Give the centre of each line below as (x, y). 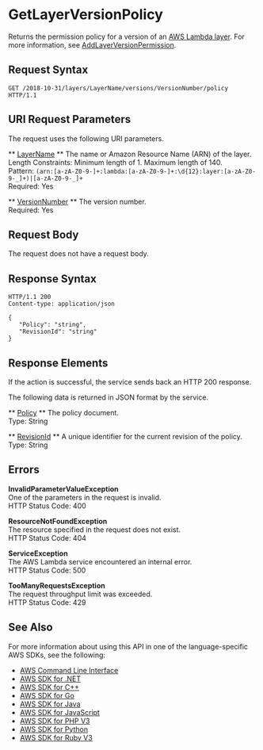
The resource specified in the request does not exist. (94, 530)
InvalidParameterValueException (63, 488)
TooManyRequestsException (57, 585)
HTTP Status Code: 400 (48, 506)
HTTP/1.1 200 (30, 297)
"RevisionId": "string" (58, 332)
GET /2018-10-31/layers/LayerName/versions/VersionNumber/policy (118, 88)
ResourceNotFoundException (58, 521)
